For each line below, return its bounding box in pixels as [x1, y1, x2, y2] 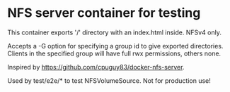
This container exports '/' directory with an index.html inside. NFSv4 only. [7, 28, 222, 37]
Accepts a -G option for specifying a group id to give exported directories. [7, 41, 224, 50]
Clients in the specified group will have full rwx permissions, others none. [7, 49, 222, 58]
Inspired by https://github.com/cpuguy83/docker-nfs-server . [7, 63, 185, 71]
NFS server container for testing [7, 5, 201, 21]
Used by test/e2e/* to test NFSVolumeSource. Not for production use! [7, 76, 211, 85]
